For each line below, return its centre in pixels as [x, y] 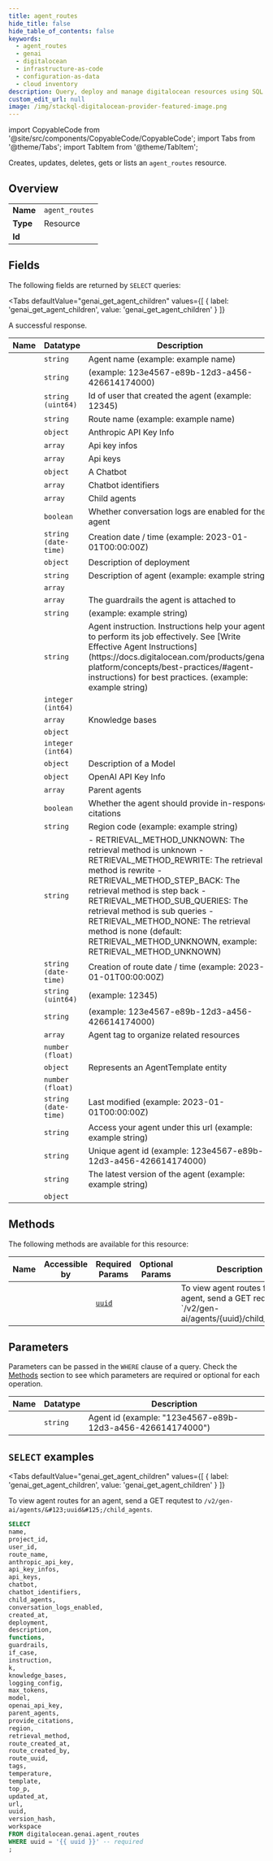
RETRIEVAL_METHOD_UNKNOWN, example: [173, 941]
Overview [34, 188]
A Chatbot [108, 472]
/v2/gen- [219, 1502]
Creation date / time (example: [146, 537]
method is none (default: [135, 931]
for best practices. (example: [193, 677]
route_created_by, [39, 1751]
